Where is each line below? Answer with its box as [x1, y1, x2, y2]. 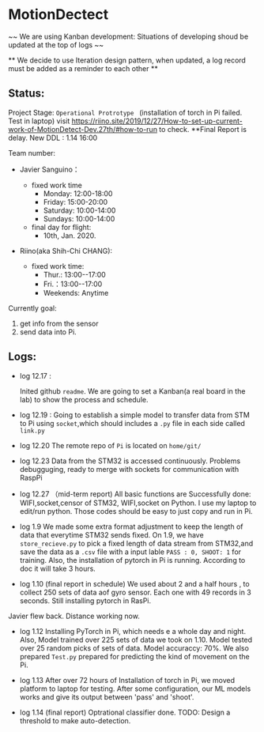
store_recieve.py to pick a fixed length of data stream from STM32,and [19, 538, 254, 548]
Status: [8, 87, 45, 100]
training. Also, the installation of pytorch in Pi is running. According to [19, 555, 246, 564]
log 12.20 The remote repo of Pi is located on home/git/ [19, 440, 202, 450]
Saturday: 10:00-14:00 [43, 206, 116, 215]
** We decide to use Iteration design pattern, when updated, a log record [8, 55, 247, 65]
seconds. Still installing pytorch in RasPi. [19, 595, 152, 606]
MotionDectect [8, 6, 109, 24]
